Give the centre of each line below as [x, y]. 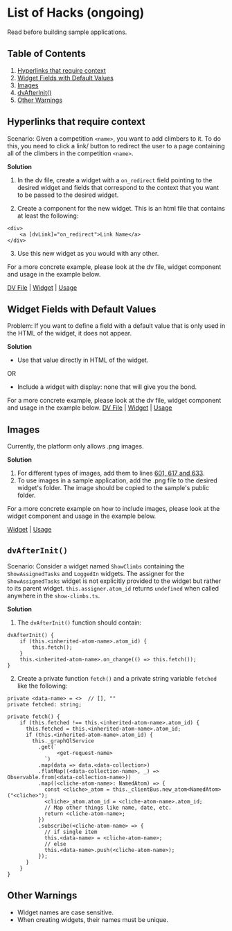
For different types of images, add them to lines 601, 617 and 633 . [111, 473]
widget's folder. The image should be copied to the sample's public [113, 488]
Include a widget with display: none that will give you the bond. [107, 387]
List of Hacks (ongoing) [76, 13]
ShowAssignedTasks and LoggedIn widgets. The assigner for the [96, 574]
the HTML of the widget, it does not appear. [70, 333]
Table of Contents [47, 54]
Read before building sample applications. [67, 32]
